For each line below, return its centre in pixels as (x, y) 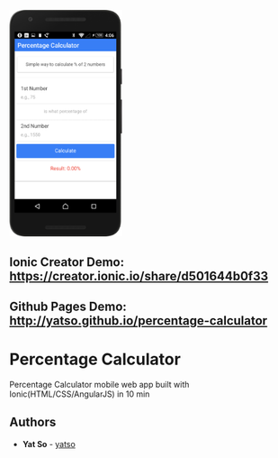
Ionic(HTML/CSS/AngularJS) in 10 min (80, 394)
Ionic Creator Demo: (67, 262)
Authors (33, 422)
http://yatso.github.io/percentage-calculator (139, 321)
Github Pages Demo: (68, 307)
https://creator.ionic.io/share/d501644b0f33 (139, 276)
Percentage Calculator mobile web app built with (99, 385)
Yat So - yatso (49, 444)
